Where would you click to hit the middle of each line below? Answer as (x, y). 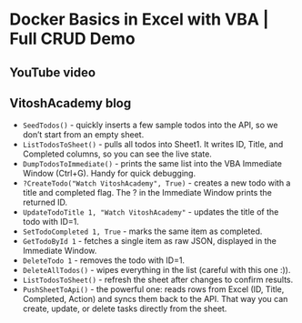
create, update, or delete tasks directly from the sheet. (125, 308)
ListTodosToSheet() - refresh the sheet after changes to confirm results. (158, 280)
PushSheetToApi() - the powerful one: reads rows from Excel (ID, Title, (153, 289)
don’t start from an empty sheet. (83, 135)
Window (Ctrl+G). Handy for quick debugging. (109, 174)
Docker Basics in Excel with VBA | (139, 20)
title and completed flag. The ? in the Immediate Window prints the (147, 193)
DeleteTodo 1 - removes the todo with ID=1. (103, 260)
